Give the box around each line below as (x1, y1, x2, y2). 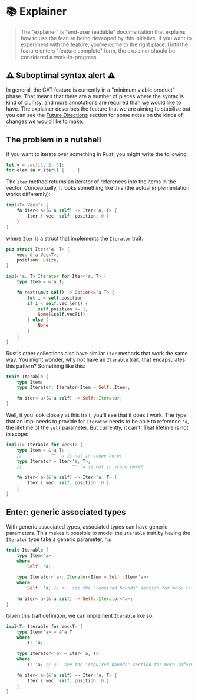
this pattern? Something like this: (6, 362, 85, 370)
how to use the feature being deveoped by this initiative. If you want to (20, 34, 192, 41)
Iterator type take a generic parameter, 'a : (6, 536, 112, 543)
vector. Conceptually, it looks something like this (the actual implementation (6, 184, 190, 192)
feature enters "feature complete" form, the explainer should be (20, 47, 176, 54)
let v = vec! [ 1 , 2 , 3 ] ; (6, 162, 65, 168)
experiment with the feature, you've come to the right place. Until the (20, 41, 189, 48)
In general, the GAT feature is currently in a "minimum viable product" (6, 86, 176, 93)
